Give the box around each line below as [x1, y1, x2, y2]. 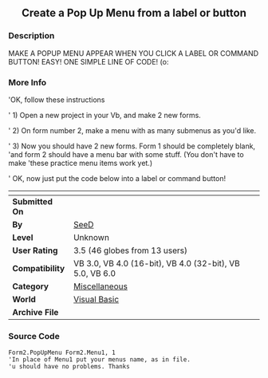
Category [12, 281, 49, 292]
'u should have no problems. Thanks [8, 363, 130, 371]
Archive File [12, 306, 59, 317]
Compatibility [12, 262, 65, 274]
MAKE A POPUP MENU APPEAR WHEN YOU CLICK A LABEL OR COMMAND [8, 48, 259, 58]
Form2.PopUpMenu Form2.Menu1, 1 [8, 348, 116, 357]
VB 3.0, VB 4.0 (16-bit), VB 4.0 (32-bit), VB [73, 258, 241, 269]
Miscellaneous [73, 281, 128, 292]
